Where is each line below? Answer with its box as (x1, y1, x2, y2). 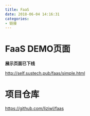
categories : (5, 16, 29, 21)
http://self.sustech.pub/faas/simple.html (5, 70, 85, 76)
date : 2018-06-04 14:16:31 (5, 12, 60, 17)
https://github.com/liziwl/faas (5, 106, 64, 112)
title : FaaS (5, 7, 29, 12)
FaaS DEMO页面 (5, 44, 71, 54)
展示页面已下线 (5, 61, 35, 67)
